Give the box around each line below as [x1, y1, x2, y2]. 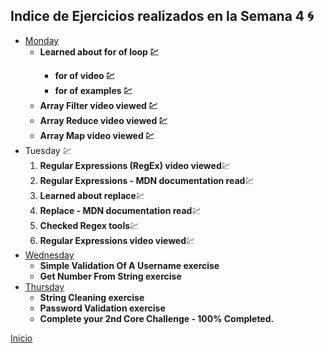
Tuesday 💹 [24, 144, 72, 156]
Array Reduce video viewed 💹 [39, 114, 168, 126]
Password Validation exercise [39, 302, 166, 314]
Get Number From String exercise [39, 270, 182, 282]
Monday [24, 34, 60, 46]
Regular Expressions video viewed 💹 [39, 234, 196, 246]
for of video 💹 [54, 69, 116, 81]
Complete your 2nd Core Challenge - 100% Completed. [39, 312, 275, 324]
